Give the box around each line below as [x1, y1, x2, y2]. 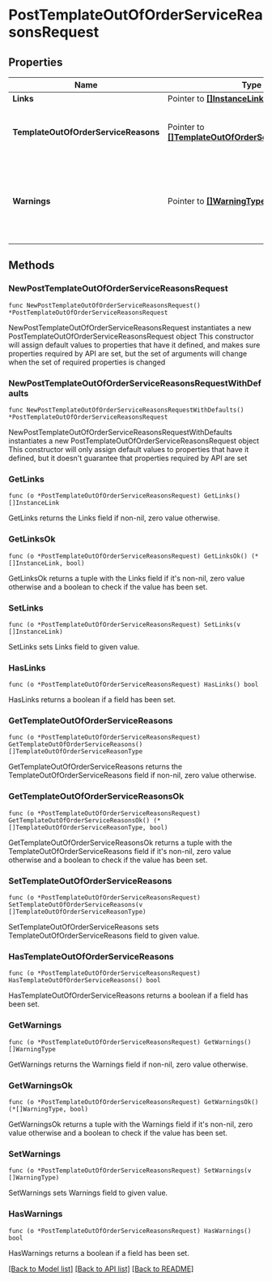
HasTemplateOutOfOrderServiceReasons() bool [8, 977, 161, 985]
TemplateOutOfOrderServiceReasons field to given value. [8, 931, 200, 941]
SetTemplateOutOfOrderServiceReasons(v [8, 901, 143, 909]
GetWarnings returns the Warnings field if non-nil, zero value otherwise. [8, 1059, 249, 1069]
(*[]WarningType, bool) [8, 1105, 89, 1113]
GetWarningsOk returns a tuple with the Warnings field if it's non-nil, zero [8, 1119, 253, 1129]
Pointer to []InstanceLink [167, 93, 264, 104]
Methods [8, 258, 55, 273]
